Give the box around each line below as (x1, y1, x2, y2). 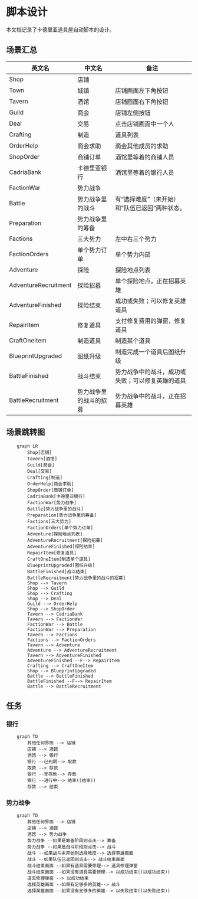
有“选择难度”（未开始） (114, 195, 180, 203)
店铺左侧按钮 (114, 109, 151, 117)
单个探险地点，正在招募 (114, 277, 180, 285)
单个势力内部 (114, 250, 151, 259)
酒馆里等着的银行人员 (114, 168, 174, 176)
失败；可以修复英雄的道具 (114, 376, 186, 384)
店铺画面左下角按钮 (114, 86, 169, 94)
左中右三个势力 (114, 234, 157, 243)
